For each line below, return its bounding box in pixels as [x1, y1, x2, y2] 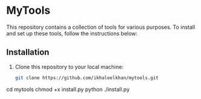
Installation [6, 47, 49, 58]
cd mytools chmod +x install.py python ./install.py [6, 85, 130, 93]
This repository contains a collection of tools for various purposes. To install [6, 23, 196, 31]
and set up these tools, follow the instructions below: [6, 29, 138, 37]
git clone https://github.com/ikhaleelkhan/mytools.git [14, 74, 159, 81]
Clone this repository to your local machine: [14, 63, 124, 70]
